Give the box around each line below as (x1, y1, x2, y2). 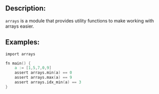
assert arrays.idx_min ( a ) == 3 (14, 80, 82, 85)
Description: (5, 4, 46, 13)
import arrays (5, 51, 36, 57)
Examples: (5, 38, 40, 46)
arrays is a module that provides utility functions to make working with (5, 17, 154, 24)
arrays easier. (5, 23, 34, 29)
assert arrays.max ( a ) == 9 (14, 75, 72, 80)
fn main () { (5, 61, 31, 66)
